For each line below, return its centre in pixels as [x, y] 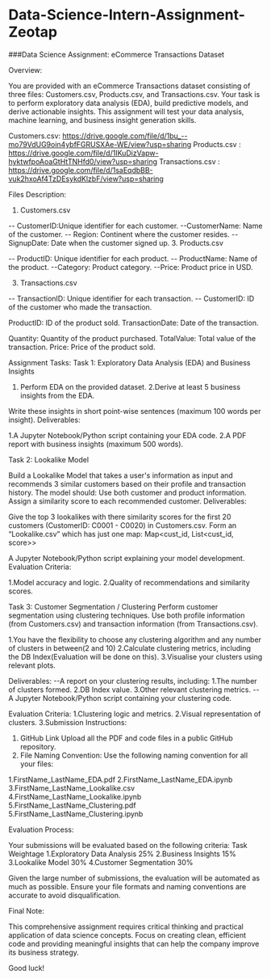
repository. [38, 746]
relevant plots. [32, 665]
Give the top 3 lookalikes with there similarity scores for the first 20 [120, 517]
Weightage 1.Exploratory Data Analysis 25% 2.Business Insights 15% [122, 854]
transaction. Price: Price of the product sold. [82, 347]
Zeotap [33, 32]
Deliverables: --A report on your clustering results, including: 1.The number [133, 681]
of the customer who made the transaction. [80, 307]
